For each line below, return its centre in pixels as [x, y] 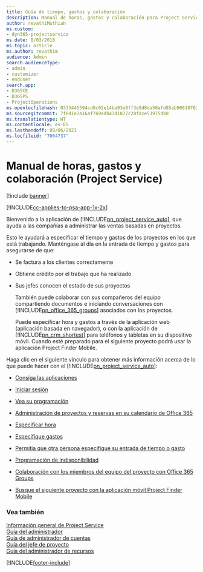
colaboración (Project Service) [85, 179]
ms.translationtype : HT [36, 119]
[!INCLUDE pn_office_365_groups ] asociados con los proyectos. [94, 310]
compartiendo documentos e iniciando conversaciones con [89, 303]
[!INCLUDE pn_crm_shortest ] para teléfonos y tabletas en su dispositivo [103, 335]
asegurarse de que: [31, 250]
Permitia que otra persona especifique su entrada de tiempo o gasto [100, 448]
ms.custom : [20, 29]
